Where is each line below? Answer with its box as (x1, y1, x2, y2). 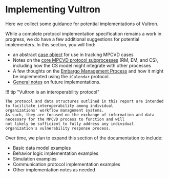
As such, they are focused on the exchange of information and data (5, 112, 155, 117)
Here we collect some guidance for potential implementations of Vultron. (5, 21, 159, 27)
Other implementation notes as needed (12, 166, 95, 173)
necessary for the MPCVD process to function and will (5, 117, 125, 122)
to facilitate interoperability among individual (5, 103, 114, 109)
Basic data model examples (12, 145, 71, 151)
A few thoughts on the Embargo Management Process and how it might (12, 68, 164, 74)
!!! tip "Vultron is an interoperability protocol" (5, 88, 100, 95)
